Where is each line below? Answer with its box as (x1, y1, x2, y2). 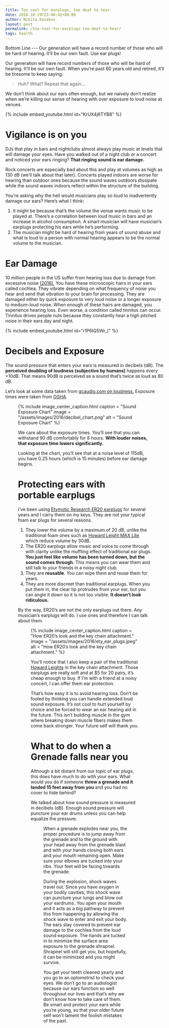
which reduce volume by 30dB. (25, 538, 91, 544)
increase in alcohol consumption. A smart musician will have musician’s (12, 218, 162, 224)
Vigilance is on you (5, 129, 87, 141)
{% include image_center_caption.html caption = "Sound (18, 403, 137, 409)
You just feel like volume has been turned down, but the (25, 554, 145, 560)
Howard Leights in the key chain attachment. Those (30, 664, 139, 670)
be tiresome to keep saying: (5, 71, 63, 77)
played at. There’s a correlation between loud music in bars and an (12, 213, 152, 219)
